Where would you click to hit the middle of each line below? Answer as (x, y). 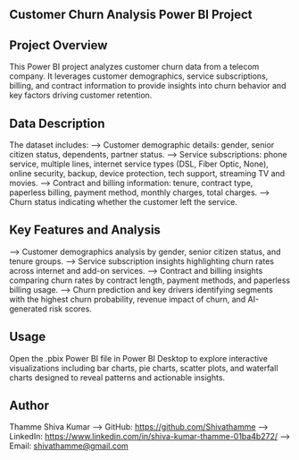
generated (28, 309)
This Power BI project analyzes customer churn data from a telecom (134, 67)
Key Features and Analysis (85, 230)
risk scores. (70, 309)
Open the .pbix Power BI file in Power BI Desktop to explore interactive (138, 358)
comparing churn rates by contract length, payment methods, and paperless (150, 280)
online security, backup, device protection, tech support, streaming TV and (147, 174)
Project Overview (58, 45)
